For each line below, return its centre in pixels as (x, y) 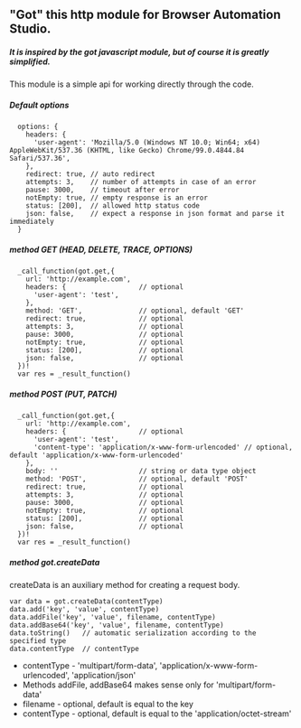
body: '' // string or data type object (141, 471)
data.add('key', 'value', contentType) (85, 610)
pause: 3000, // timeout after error (103, 190)
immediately (32, 222)
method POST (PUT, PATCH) (63, 394)
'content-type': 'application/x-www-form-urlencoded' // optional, (163, 448)
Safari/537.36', (40, 159)
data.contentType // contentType (75, 649)
